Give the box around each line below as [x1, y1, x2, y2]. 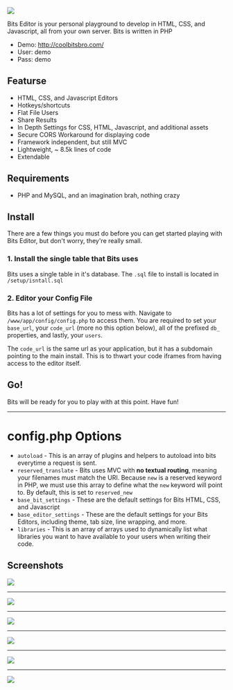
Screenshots [7, 560, 64, 572]
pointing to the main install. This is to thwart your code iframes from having [7, 352, 222, 360]
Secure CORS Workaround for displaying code [17, 130, 150, 139]
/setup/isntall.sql [7, 277, 64, 284]
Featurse [7, 76, 47, 87]
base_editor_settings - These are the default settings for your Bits [17, 510, 208, 518]
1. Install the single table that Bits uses [7, 254, 139, 264]
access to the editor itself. [7, 360, 81, 368]
